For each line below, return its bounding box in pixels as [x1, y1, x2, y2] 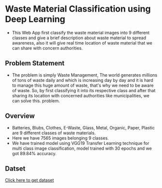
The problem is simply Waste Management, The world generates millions [12, 72, 158, 78]
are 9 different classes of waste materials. [12, 130, 96, 136]
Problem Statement [5, 59, 65, 67]
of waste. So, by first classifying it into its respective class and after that [12, 87, 156, 93]
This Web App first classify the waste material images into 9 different [12, 30, 150, 35]
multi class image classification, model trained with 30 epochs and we [12, 145, 152, 151]
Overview [5, 112, 35, 120]
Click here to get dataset [5, 177, 54, 183]
